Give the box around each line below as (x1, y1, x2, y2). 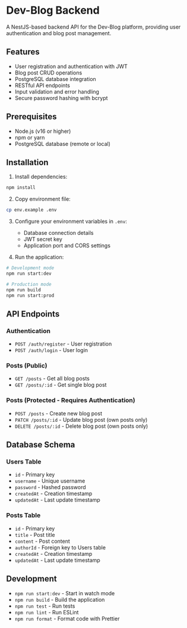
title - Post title (14, 531, 55, 538)
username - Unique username (14, 477, 85, 484)
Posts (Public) (6, 362, 47, 370)
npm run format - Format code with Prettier (14, 615, 120, 622)
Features (6, 47, 40, 57)
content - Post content (14, 537, 70, 545)
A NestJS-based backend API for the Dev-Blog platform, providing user (6, 23, 181, 30)
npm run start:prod (6, 293, 55, 299)
